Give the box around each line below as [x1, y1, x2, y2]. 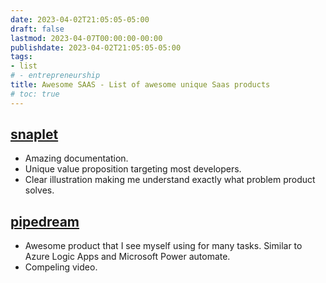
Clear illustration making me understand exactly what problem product [24, 174, 316, 186]
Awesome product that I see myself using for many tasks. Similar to [24, 240, 303, 252]
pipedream [10, 213, 80, 230]
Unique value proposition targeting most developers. [24, 163, 242, 175]
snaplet [10, 126, 59, 143]
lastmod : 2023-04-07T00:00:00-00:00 [10, 33, 163, 43]
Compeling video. [24, 261, 98, 273]
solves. [24, 184, 55, 196]
